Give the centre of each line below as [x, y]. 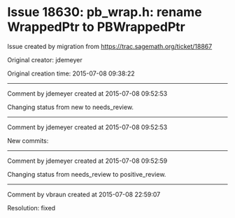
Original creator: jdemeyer [45, 59]
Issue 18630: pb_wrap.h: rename [105, 12]
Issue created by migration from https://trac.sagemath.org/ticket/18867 [110, 46]
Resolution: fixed [31, 208]
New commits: [28, 140]
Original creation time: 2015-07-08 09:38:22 [71, 73]
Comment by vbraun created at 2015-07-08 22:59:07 [84, 194]
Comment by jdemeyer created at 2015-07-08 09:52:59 [87, 161]
